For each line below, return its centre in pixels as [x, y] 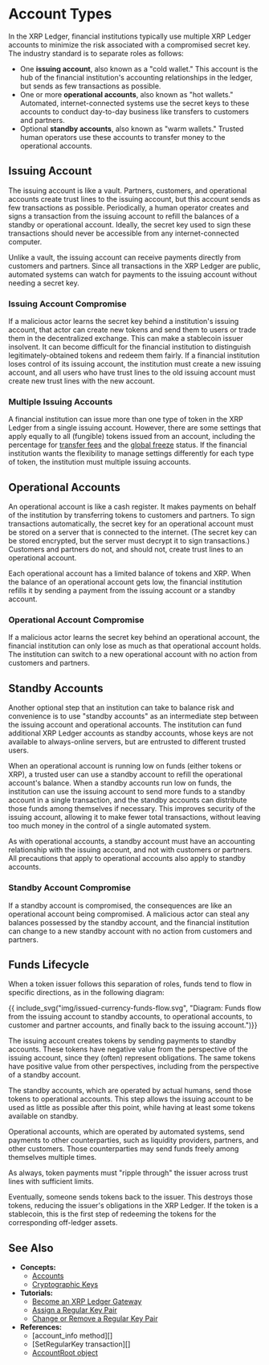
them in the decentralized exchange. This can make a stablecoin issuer [126, 338]
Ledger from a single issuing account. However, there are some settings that [134, 428]
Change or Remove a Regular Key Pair [95, 1318]
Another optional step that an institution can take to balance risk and [121, 707]
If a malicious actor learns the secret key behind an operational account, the [134, 637]
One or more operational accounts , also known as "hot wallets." [126, 94]
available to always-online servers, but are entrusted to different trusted [127, 742]
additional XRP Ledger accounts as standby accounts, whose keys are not [131, 733]
